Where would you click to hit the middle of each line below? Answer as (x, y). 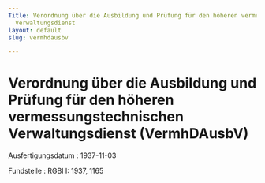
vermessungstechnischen (96, 117)
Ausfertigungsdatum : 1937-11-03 (62, 155)
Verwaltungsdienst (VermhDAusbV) (129, 134)
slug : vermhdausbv (38, 37)
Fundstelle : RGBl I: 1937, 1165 (56, 171)
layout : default (35, 30)
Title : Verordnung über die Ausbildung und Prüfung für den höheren (123, 15)
